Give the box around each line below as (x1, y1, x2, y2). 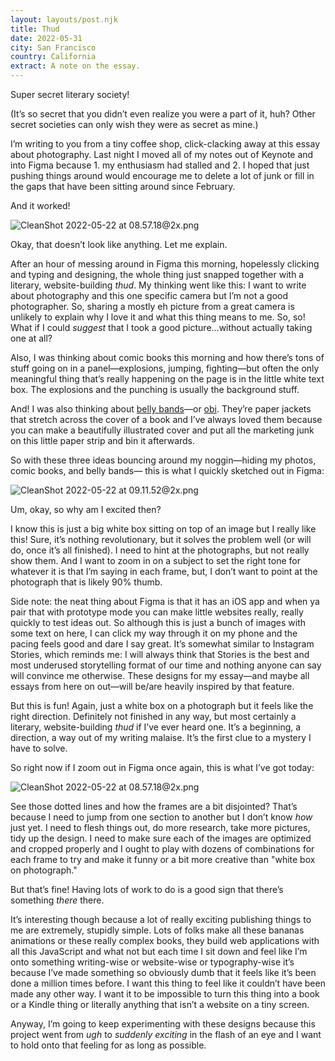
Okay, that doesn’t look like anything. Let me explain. (10, 239, 228, 250)
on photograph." (10, 864, 78, 876)
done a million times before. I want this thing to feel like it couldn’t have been (10, 977, 326, 989)
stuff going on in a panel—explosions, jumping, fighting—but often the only (10, 362, 320, 374)
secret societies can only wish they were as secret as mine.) (10, 119, 259, 130)
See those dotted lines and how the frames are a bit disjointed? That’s (10, 801, 298, 812)
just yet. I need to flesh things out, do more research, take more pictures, (10, 822, 311, 833)
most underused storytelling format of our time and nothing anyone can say (10, 659, 322, 671)
